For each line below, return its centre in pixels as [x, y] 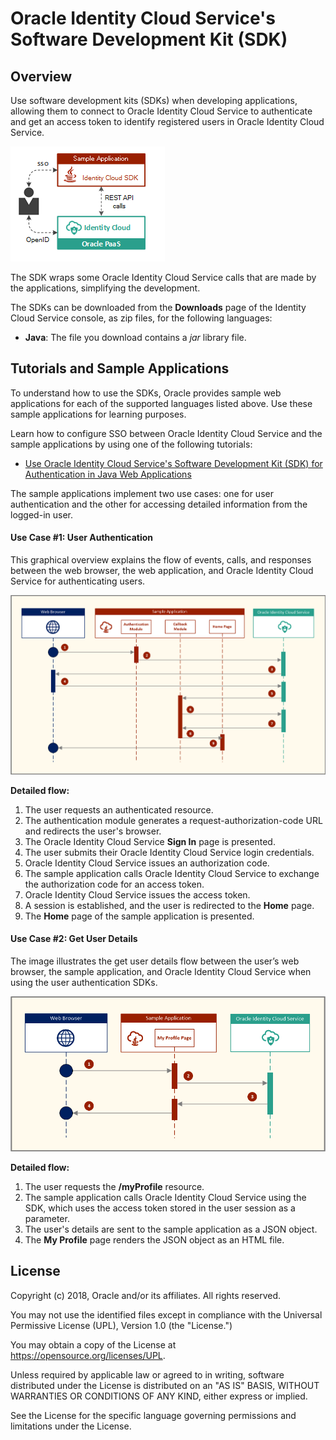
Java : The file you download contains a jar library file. [135, 337]
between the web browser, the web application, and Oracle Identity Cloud [162, 571]
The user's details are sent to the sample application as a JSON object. [171, 1229]
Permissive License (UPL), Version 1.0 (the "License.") [121, 1325]
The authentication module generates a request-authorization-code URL [173, 820]
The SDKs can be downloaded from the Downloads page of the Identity [158, 307]
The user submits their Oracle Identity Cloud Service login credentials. [169, 852]
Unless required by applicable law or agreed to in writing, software [147, 1374]
